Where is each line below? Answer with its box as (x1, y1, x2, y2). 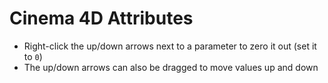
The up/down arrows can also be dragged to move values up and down (23, 61, 319, 73)
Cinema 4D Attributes (9, 7, 194, 30)
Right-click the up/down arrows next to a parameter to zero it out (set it (23, 40, 317, 52)
